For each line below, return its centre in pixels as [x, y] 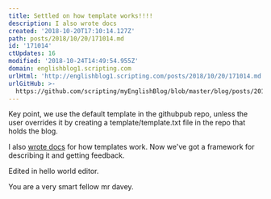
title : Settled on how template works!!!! [81, 16]
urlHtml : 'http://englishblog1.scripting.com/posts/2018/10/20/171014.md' [137, 76]
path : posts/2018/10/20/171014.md [67, 38]
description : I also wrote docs [63, 23]
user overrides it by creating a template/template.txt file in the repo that [127, 123]
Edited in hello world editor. [54, 171]
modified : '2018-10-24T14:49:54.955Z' [73, 61]
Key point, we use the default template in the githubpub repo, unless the [128, 114]
